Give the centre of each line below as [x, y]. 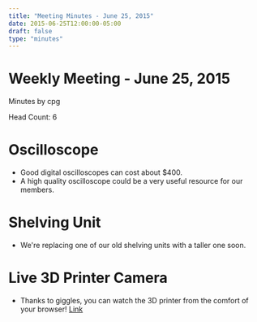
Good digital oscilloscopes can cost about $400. [101, 172]
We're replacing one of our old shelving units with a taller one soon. [133, 246]
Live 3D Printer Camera [88, 278]
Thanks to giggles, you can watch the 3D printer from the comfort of [134, 300]
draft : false [30, 31]
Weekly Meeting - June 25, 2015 [120, 79]
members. [37, 190]
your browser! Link [51, 309]
